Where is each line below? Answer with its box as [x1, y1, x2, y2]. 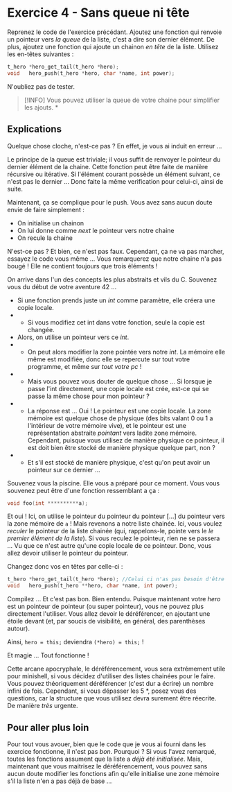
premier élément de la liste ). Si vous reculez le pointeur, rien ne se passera [7, 534, 220, 542]
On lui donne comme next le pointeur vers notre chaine [17, 226, 175, 234]
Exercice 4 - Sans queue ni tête [7, 5, 190, 21]
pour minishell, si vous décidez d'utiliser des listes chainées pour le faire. [7, 672, 216, 680]
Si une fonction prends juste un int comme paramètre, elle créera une [17, 296, 216, 304]
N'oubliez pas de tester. [7, 82, 75, 91]
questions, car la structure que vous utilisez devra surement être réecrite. [7, 694, 217, 703]
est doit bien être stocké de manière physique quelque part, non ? [27, 443, 216, 451]
